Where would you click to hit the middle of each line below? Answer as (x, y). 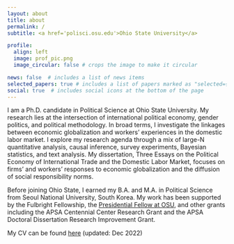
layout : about (28, 14)
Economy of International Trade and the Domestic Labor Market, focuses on (116, 162)
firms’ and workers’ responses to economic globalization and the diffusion (114, 169)
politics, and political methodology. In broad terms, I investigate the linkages (116, 125)
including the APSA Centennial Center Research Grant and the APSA (106, 212)
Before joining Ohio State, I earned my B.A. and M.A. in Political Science (110, 190)
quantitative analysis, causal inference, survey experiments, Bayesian (107, 147)
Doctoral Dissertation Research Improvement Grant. (81, 220)
